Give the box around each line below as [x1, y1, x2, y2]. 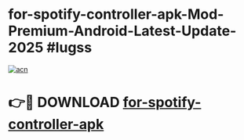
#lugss [46, 39, 93, 56]
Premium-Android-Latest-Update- [8, 22, 237, 40]
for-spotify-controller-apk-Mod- [8, 5, 224, 23]
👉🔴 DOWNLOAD [8, 94, 120, 111]
